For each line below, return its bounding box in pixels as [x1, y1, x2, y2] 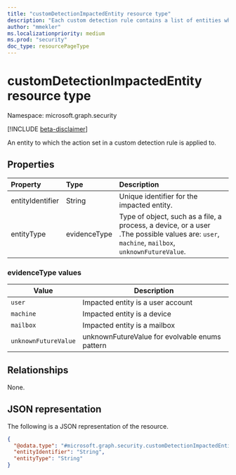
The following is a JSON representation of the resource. [7, 422, 169, 430]
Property [11, 180, 41, 189]
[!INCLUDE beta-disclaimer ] [7, 124, 88, 133]
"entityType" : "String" [13, 455, 83, 462]
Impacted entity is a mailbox [82, 321, 176, 330]
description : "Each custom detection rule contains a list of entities [7, 17, 221, 24]
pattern [82, 341, 107, 351]
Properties [7, 159, 55, 170]
